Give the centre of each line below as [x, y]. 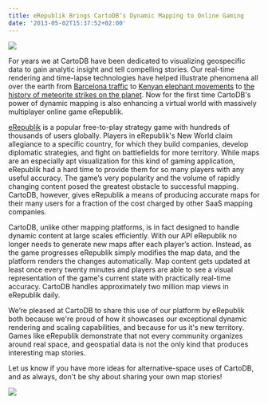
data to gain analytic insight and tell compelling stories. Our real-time [122, 69]
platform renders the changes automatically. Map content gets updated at [129, 261]
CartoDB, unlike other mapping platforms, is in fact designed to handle [124, 227]
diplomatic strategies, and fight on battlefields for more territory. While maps [134, 152]
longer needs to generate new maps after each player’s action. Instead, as [130, 244]
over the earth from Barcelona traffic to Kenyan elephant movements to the [132, 86]
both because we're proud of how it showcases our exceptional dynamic [128, 319]
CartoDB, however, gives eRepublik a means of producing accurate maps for [134, 194]
